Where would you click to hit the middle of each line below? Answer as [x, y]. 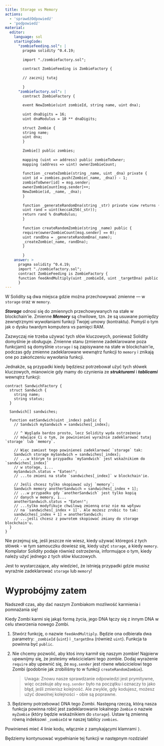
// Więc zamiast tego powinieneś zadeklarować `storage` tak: [78, 450]
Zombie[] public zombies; [49, 151]
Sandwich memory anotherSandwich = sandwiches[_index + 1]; [76, 489]
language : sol [28, 37]
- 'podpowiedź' [25, 23]
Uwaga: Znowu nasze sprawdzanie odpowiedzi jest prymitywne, [89, 679]
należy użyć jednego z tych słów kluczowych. [51, 557]
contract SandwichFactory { [34, 386]
